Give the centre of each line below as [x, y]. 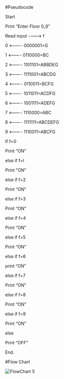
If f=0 [11, 141]
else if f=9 [16, 314]
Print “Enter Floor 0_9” [28, 26]
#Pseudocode [19, 7]
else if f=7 [15, 276]
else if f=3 [16, 199]
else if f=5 [16, 237]
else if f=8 [16, 295]
